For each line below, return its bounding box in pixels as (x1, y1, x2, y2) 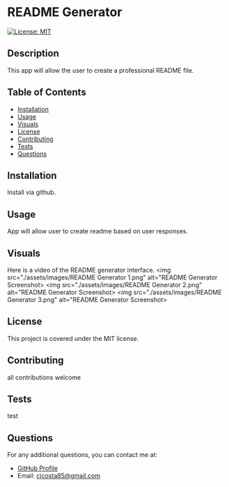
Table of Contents (7, 87, 87, 99)
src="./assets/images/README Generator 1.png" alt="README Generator (7, 273, 218, 282)
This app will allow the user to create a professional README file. (7, 66, 194, 74)
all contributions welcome (7, 373, 81, 381)
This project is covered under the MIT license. (7, 334, 139, 342)
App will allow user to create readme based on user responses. (7, 227, 189, 235)
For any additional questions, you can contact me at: (7, 451, 158, 459)
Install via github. (7, 188, 56, 196)
